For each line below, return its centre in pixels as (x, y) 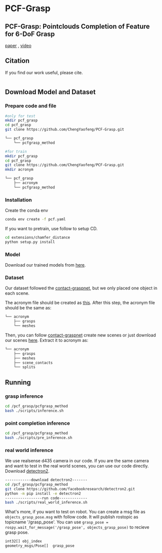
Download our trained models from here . (45, 265)
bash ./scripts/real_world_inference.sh (46, 503)
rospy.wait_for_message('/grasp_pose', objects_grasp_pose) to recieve (77, 527)
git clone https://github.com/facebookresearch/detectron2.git (70, 489)
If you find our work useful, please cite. (44, 72)
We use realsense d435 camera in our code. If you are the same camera (77, 461)
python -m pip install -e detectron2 (43, 493)
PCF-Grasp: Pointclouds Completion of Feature (77, 26)
